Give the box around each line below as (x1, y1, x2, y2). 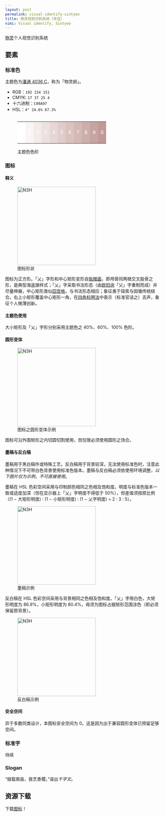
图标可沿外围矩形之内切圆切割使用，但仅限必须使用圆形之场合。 (5, 437, 134, 443)
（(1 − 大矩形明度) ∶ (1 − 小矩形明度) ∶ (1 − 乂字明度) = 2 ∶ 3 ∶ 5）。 (5, 496, 134, 502)
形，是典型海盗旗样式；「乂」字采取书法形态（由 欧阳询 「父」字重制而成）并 (5, 282, 158, 288)
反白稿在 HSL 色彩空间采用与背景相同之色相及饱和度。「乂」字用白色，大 (5, 595, 151, 601)
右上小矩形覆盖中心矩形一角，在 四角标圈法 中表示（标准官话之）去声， (13, 295, 155, 300)
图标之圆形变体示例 (17, 427, 56, 433)
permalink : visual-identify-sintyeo (5, 12, 80, 17)
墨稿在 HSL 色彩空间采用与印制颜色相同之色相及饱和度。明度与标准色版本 (5, 484, 153, 490)
